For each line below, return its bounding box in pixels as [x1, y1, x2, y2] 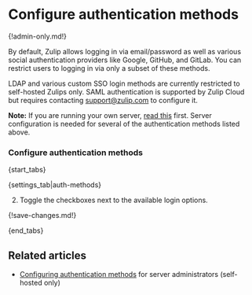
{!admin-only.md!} [8, 31, 68, 41]
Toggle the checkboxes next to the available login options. [19, 195, 208, 205]
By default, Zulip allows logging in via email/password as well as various [8, 46, 242, 56]
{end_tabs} [8, 226, 44, 235]
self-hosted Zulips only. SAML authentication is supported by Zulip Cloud [8, 87, 245, 96]
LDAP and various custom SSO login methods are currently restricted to [8, 79, 241, 88]
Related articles [8, 249, 86, 262]
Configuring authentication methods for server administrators [19, 270, 219, 279]
